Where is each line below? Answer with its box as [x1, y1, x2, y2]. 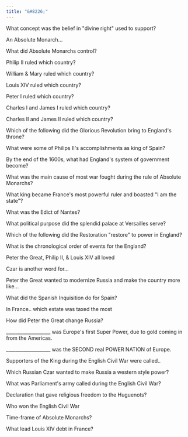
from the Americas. [6, 334, 53, 342]
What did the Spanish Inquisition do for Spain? [6, 294, 117, 301]
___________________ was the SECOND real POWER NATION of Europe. [6, 346, 172, 353]
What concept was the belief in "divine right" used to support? [6, 25, 156, 32]
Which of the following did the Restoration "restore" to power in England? [6, 231, 182, 238]
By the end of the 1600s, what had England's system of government [6, 156, 169, 163]
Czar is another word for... [6, 265, 69, 272]
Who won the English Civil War [6, 402, 80, 409]
